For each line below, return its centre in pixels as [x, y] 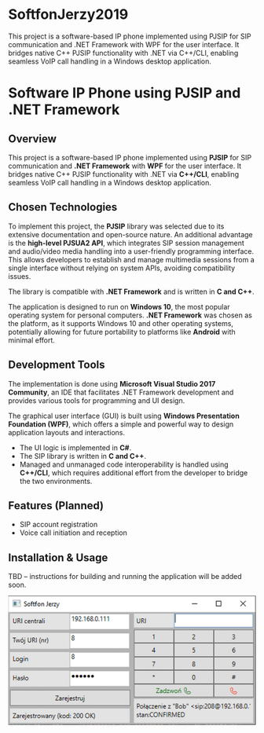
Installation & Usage [58, 557]
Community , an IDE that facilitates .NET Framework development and [121, 392]
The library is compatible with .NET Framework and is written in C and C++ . [131, 291]
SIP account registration [59, 525]
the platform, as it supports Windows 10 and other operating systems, [121, 323]
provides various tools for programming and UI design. [97, 400]
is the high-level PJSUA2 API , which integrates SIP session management [126, 243]
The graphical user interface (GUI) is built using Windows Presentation [124, 416]
